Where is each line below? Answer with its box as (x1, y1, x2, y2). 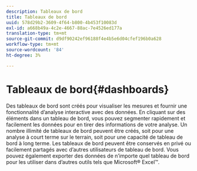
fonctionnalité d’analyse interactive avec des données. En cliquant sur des (6, 108, 186, 115)
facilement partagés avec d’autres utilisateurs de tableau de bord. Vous (6, 146, 179, 153)
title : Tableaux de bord (6, 14, 67, 20)
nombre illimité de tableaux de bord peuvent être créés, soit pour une (6, 127, 174, 134)
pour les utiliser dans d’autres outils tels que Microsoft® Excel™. (6, 158, 160, 165)
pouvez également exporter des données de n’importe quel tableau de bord (6, 152, 190, 159)
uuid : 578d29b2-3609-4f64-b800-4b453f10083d (6, 19, 117, 25)
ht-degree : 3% (6, 52, 41, 58)
